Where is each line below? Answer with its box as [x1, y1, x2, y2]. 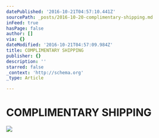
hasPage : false [6, 25, 44, 32]
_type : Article [6, 75, 44, 81]
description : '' [6, 58, 46, 64]
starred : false [6, 64, 44, 70]
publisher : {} [6, 53, 42, 59]
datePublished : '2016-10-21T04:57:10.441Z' [6, 8, 116, 15]
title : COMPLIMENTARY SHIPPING [6, 48, 84, 54]
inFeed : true [6, 20, 39, 26]
